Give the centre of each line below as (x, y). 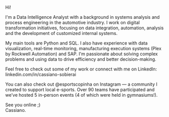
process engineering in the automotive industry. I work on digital (73, 23)
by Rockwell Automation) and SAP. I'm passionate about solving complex (82, 54)
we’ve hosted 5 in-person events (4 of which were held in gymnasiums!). (81, 95)
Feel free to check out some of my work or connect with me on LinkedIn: (81, 69)
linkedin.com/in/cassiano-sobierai (41, 74)
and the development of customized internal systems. (61, 33)
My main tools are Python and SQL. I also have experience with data (77, 43)
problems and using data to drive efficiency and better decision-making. (81, 59)
